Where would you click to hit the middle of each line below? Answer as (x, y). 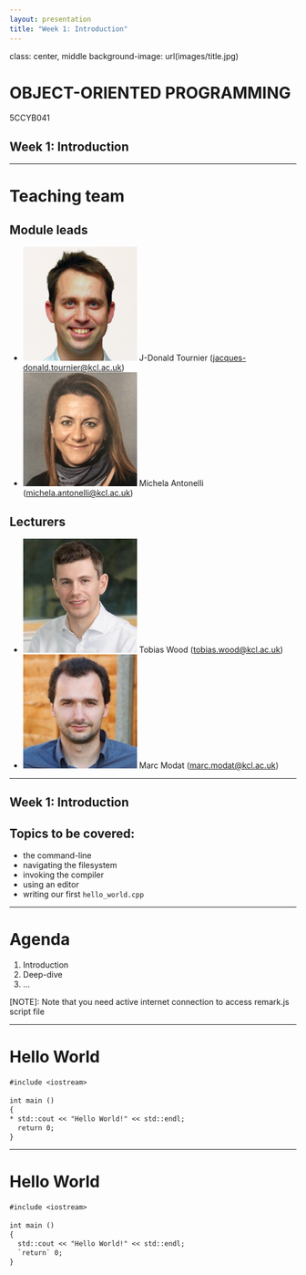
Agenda (40, 940)
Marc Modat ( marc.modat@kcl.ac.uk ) (209, 765)
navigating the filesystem (70, 866)
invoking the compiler (63, 875)
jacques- (229, 358)
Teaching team (67, 197)
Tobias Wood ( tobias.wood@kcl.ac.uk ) (211, 650)
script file (27, 1011)
